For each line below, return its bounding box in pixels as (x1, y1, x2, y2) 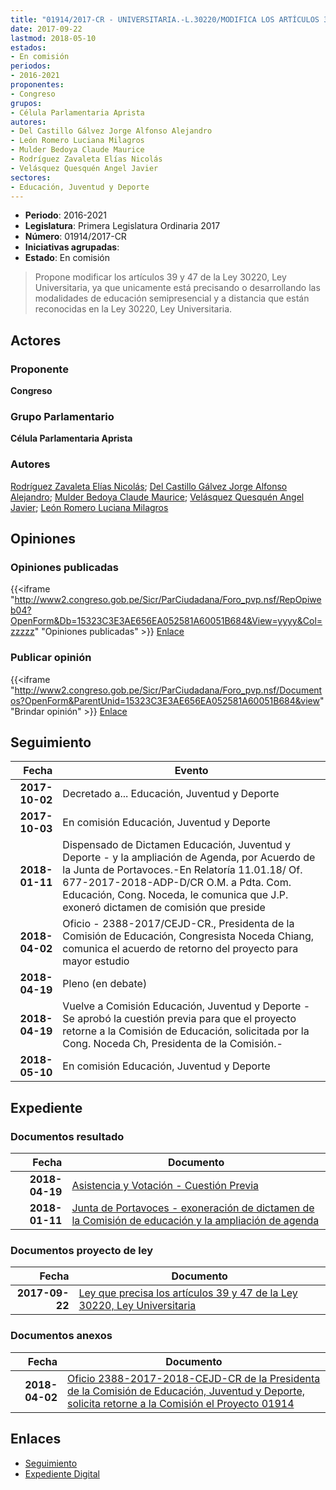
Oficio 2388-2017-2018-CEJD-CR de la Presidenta (66, 1371, 321, 1385)
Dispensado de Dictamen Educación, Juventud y (62, 838, 291, 852)
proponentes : (10, 80, 65, 90)
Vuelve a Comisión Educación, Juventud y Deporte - (62, 999, 311, 1013)
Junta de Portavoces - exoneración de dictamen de (71, 1201, 315, 1215)
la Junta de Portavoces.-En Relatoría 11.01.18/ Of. (62, 863, 303, 877)
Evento (174, 764, 209, 778)
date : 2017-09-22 (10, 24, 83, 34)
